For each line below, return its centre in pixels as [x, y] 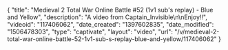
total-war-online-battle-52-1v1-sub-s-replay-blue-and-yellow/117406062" [112, 39]
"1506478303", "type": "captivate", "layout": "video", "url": [90, 32]
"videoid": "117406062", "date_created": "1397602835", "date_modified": [111, 24]
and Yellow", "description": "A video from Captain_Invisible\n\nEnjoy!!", [107, 17]
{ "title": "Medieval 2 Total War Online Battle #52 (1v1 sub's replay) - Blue [110, 10]
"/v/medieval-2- [197, 32]
